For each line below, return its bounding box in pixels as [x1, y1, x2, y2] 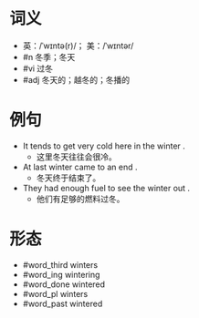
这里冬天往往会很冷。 [36, 151, 117, 162]
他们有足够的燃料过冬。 [36, 193, 125, 204]
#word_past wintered [22, 298, 103, 309]
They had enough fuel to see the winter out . [22, 182, 190, 193]
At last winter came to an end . [22, 161, 138, 172]
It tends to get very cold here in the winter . [22, 140, 185, 151]
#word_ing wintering [22, 269, 100, 280]
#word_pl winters [22, 288, 89, 299]
